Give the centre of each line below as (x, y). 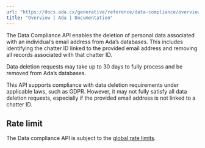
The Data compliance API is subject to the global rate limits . (81, 138)
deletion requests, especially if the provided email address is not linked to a (101, 98)
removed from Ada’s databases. (46, 73)
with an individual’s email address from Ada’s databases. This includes (95, 42)
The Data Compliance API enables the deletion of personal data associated (101, 35)
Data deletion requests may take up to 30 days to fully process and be (95, 66)
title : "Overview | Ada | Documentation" (60, 18)
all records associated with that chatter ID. (59, 54)
